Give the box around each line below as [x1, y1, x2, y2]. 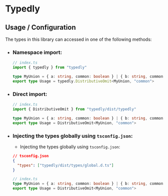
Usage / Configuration [5, 23, 76, 32]
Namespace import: [12, 49, 62, 56]
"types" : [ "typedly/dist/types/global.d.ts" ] [17, 163, 114, 168]
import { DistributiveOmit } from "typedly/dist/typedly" [12, 107, 136, 112]
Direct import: [12, 90, 48, 97]
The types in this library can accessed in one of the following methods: [5, 36, 152, 42]
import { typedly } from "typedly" [12, 65, 87, 70]
